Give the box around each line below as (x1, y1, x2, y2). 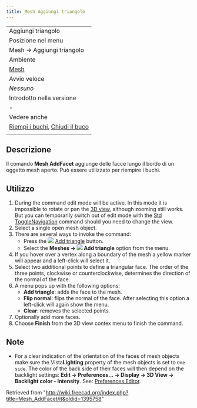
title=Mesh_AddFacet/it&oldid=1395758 (6, 396, 102, 403)
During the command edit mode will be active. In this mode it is (14, 199, 168, 206)
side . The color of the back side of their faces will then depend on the (14, 365, 184, 372)
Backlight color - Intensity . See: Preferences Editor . (14, 378, 141, 385)
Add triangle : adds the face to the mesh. (23, 288, 122, 295)
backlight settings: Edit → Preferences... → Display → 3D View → (14, 371, 174, 379)
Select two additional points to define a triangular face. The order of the (14, 264, 189, 271)
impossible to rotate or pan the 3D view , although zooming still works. (14, 206, 184, 213)
